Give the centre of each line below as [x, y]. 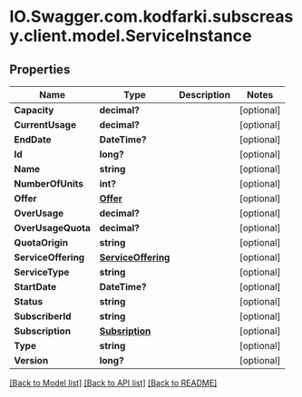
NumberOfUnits [49, 184]
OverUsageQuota [52, 228]
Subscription [42, 331]
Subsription [125, 331]
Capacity [34, 110]
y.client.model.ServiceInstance [131, 36]
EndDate [33, 140]
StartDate [35, 287]
